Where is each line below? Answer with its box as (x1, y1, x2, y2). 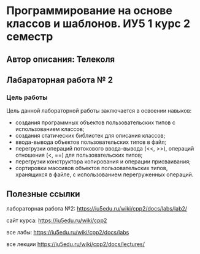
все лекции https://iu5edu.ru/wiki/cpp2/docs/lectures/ (6, 241, 145, 248)
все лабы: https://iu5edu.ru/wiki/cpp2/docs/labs (6, 229, 129, 236)
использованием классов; (15, 125, 85, 133)
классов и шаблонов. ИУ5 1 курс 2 (6, 17, 191, 31)
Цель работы (6, 93, 48, 102)
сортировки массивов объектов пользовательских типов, (15, 165, 168, 172)
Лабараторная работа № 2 (6, 75, 113, 85)
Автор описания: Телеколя (6, 54, 115, 64)
